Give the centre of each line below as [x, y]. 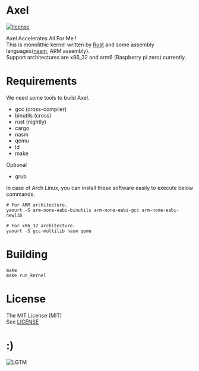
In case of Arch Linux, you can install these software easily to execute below [100, 188]
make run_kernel [26, 275]
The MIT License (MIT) [34, 315]
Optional [17, 164]
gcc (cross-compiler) [41, 109]
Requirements [42, 81]
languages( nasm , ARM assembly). [48, 50]
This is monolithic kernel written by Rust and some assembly [80, 45]
